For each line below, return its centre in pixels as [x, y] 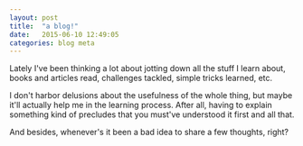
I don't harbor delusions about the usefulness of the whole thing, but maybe [151, 96]
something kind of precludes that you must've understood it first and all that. [152, 114]
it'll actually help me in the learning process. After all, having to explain [141, 105]
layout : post [34, 18]
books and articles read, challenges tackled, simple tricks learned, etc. [141, 78]
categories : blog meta [52, 43]
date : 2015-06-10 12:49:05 [64, 34]
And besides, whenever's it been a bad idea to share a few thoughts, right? [149, 132]
